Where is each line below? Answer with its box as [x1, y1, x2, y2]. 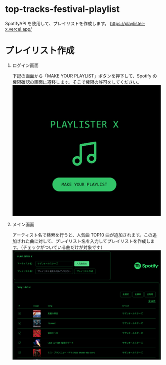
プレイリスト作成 [5, 45, 75, 57]
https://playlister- [110, 20, 145, 26]
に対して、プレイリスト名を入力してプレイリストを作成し [34, 238, 151, 244]
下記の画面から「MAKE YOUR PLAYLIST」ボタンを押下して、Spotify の [12, 73, 157, 79]
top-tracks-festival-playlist [5, 3, 120, 15]
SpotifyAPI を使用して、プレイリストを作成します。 [5, 20, 109, 26]
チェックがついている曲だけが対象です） [23, 244, 105, 250]
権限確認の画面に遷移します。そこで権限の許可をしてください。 [12, 79, 142, 85]
